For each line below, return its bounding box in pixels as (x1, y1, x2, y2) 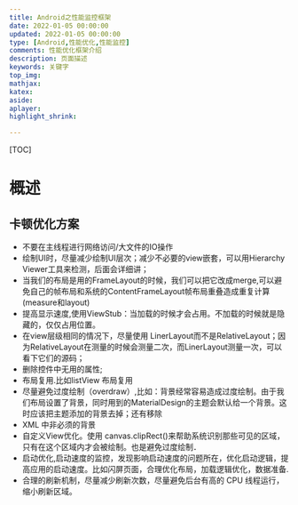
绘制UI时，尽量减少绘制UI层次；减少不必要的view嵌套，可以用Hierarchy (21, 252, 286, 263)
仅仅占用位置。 (45, 319, 100, 330)
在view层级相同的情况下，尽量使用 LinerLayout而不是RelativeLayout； (21, 331, 278, 341)
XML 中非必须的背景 (21, 420, 96, 430)
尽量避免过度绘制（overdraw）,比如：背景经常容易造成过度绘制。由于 (21, 386, 277, 397)
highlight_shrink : (9, 112, 77, 121)
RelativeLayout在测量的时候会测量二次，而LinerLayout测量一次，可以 (29, 341, 282, 352)
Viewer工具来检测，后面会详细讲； (21, 264, 149, 275)
